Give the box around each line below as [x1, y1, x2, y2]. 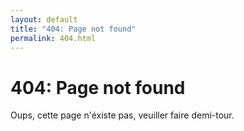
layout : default [10, 14, 78, 25]
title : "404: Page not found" [10, 24, 137, 34]
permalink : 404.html [10, 33, 97, 43]
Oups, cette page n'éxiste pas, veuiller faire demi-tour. [10, 109, 235, 121]
